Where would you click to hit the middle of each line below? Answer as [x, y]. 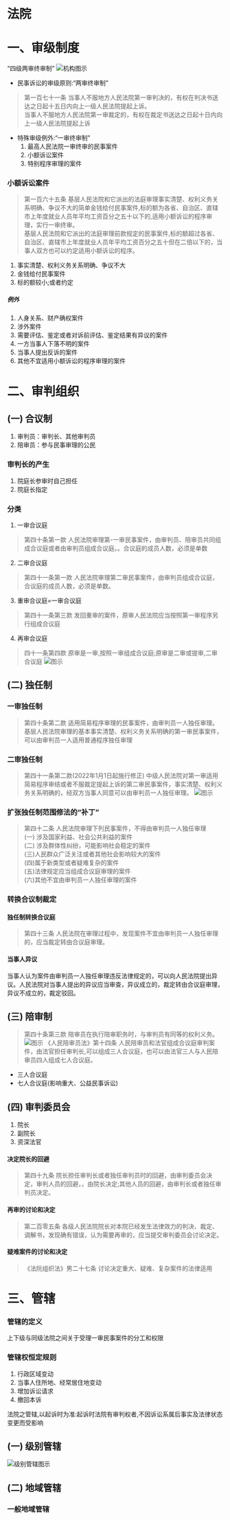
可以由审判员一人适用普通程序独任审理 [78, 740]
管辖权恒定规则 [32, 1357]
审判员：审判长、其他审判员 [56, 436]
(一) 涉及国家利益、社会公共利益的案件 [78, 837]
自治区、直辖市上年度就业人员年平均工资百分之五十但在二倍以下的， [120, 242]
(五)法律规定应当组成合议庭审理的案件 [78, 872]
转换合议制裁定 [32, 900]
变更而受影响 [25, 1423]
